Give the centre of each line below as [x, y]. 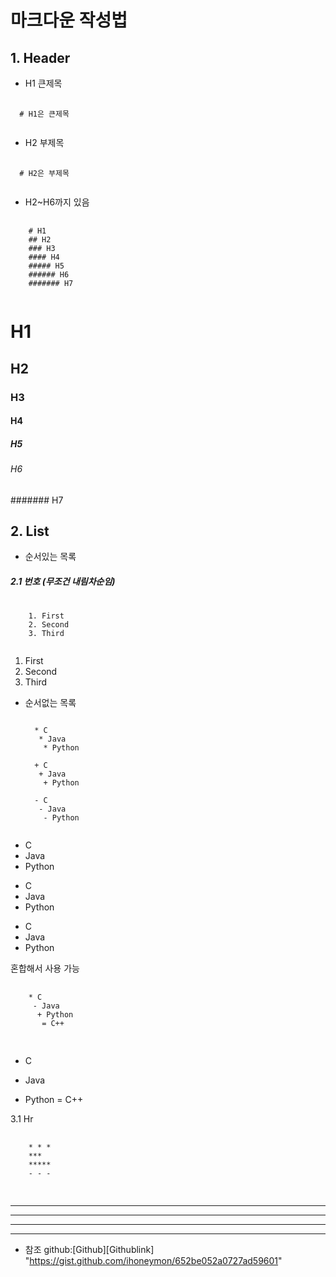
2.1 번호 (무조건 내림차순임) [63, 582]
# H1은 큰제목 [44, 114]
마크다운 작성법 [69, 20]
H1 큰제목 [43, 83]
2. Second [49, 625]
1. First [46, 616]
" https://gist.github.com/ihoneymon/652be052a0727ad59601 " [153, 1261]
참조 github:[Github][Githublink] [89, 1250]
